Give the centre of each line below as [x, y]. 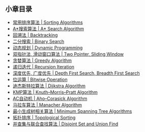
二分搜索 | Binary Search [38, 41]
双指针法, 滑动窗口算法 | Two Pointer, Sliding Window [68, 54]
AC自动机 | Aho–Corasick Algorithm [50, 98]
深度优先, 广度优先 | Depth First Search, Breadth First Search [76, 73]
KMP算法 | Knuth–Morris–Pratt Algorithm [55, 92]
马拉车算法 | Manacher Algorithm [47, 105]
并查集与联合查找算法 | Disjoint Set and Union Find [65, 124]
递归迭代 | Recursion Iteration [43, 67]
